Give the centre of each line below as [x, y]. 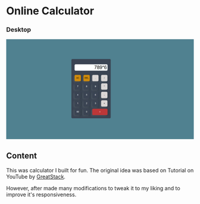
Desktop [19, 30]
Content [22, 156]
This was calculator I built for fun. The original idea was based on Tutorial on [100, 170]
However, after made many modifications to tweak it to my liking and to [93, 188]
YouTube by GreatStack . [36, 177]
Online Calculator [50, 11]
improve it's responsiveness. [41, 194]
